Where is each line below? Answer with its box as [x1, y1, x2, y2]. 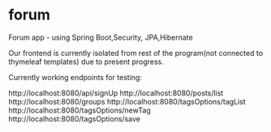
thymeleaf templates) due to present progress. [8, 57, 164, 66]
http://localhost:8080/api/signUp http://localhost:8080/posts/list [8, 87, 224, 98]
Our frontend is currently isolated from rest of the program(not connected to [8, 48, 264, 57]
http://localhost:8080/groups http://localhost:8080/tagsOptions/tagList [8, 96, 246, 106]
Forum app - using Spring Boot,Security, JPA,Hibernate [8, 32, 193, 42]
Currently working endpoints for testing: [8, 72, 142, 82]
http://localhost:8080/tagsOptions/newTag [8, 105, 152, 115]
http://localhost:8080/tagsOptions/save [8, 113, 140, 123]
